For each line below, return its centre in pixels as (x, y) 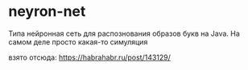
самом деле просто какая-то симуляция (78, 41)
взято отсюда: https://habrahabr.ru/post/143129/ (90, 57)
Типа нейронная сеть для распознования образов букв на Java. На (124, 33)
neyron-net (47, 12)
